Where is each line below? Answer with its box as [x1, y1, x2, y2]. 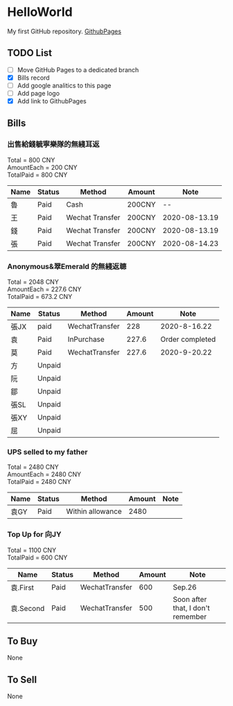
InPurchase [67, 334, 105, 344]
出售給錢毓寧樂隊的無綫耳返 [7, 139, 100, 149]
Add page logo [17, 89, 60, 97]
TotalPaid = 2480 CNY [7, 478, 71, 486]
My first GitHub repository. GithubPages [7, 27, 121, 35]
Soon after [173, 594, 207, 604]
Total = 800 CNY [7, 155, 55, 164]
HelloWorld [7, 4, 73, 20]
